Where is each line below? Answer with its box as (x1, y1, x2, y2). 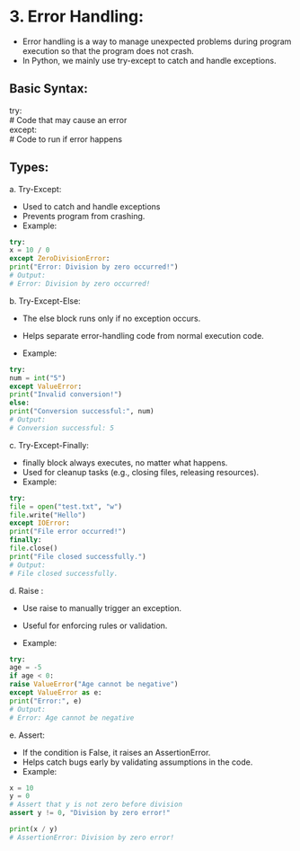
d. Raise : (9, 585, 44, 596)
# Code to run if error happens (9, 133, 123, 145)
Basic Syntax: (9, 81, 88, 96)
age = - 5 (9, 663, 42, 672)
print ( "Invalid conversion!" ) (9, 390, 123, 399)
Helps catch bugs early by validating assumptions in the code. (22, 757, 253, 767)
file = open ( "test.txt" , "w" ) (9, 501, 123, 511)
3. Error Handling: (9, 6, 145, 27)
